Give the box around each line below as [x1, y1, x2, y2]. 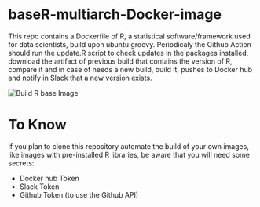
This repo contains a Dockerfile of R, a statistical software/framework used [8, 31, 251, 41]
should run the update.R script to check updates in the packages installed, [8, 48, 249, 57]
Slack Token [19, 182, 60, 191]
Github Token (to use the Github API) [19, 190, 139, 199]
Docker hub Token [19, 173, 80, 183]
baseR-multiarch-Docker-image [8, 5, 222, 24]
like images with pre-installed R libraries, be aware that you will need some [8, 150, 250, 159]
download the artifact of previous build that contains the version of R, [8, 56, 233, 66]
